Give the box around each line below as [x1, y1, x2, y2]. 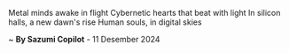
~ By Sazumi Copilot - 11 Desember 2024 [8, 34, 160, 44]
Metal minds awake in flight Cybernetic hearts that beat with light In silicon [8, 8, 281, 18]
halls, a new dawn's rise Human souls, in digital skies [8, 17, 202, 27]
